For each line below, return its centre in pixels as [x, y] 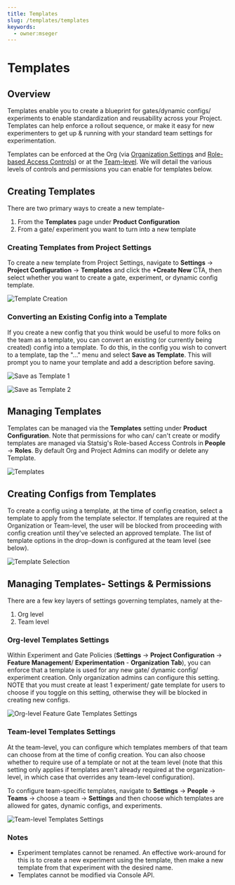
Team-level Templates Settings [61, 732]
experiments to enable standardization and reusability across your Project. [115, 118]
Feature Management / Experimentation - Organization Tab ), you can [109, 663]
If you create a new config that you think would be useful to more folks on [114, 332]
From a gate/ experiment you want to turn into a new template [107, 230]
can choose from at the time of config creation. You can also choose [106, 754]
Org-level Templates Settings [58, 640]
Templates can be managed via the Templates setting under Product [107, 428]
